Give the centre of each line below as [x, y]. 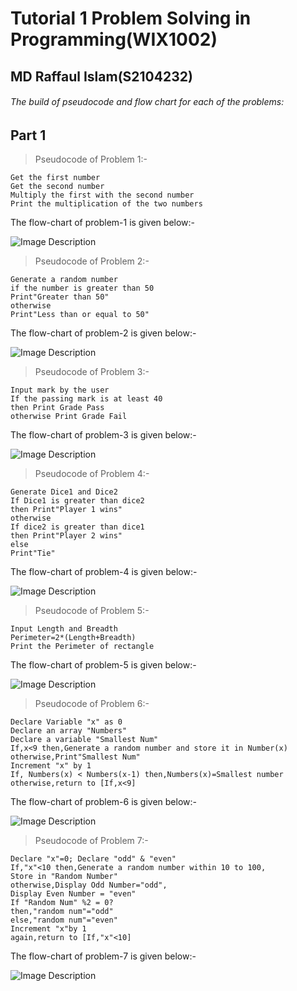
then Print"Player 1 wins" [66, 510]
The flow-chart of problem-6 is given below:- [103, 802]
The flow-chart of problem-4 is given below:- [104, 572]
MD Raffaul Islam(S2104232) [101, 76]
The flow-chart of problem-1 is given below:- [103, 223]
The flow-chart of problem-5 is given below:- [103, 665]
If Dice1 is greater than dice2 [77, 501]
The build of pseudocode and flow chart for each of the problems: [147, 102]
